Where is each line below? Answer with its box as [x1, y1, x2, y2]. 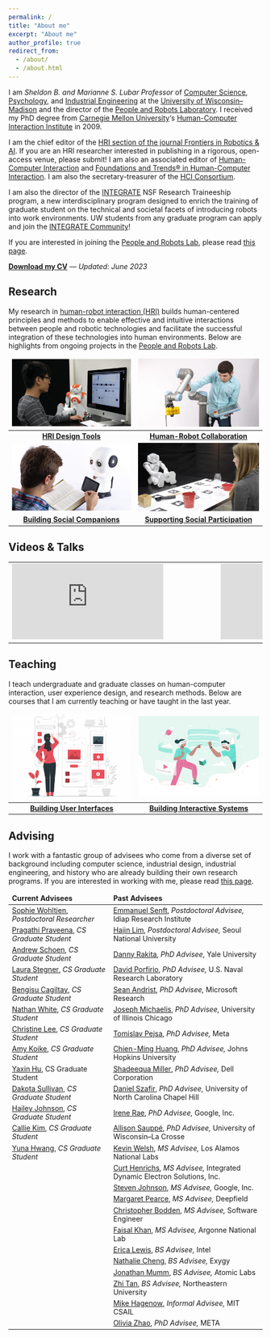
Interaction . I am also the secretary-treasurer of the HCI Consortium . [8, 171, 236, 181]
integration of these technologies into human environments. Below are [8, 332, 242, 342]
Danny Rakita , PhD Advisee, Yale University [112, 949, 256, 959]
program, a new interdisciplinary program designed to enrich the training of [8, 196, 259, 205]
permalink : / [8, 13, 52, 21]
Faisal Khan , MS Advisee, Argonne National [112, 1225, 256, 1235]
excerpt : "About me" [8, 30, 78, 38]
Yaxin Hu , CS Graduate [11, 1063, 88, 1074]
